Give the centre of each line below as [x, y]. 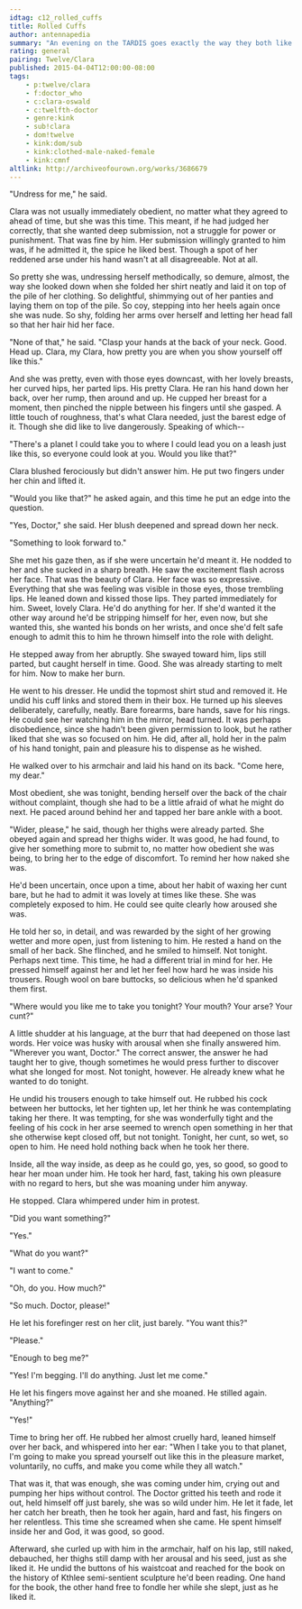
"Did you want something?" [60, 1219]
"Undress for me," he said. [59, 194]
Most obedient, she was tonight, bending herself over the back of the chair [148, 793]
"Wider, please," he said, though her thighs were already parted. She [137, 829]
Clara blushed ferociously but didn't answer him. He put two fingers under [147, 471]
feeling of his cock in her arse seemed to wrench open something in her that [151, 1128]
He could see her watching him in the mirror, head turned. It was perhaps [145, 720]
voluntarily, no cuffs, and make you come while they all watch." [126, 1467]
